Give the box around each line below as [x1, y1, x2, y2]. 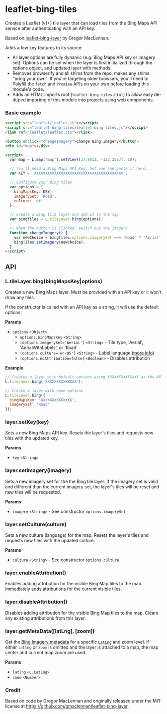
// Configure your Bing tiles [9, 180, 72, 185]
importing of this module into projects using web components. [26, 96, 154, 103]
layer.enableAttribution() [5, 569, 66, 576]
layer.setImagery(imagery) [5, 467, 72, 474]
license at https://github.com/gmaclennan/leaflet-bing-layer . [5, 703, 129, 710]
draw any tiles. [5, 295, 35, 301]
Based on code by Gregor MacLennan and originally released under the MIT [5, 698, 161, 704]
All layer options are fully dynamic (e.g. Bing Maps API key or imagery [12, 54, 156, 60]
